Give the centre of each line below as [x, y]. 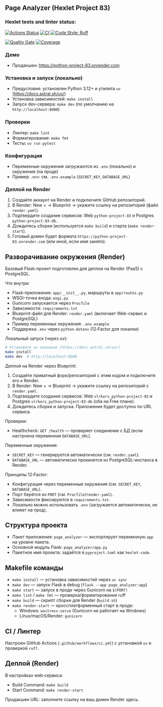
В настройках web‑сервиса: [34, 675]
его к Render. [26, 380]
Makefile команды [34, 568]
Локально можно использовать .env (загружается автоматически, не [85, 504]
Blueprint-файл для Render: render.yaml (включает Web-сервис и [79, 313]
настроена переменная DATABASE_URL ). [52, 436]
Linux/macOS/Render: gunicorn [51, 616]
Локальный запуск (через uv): [36, 338]
